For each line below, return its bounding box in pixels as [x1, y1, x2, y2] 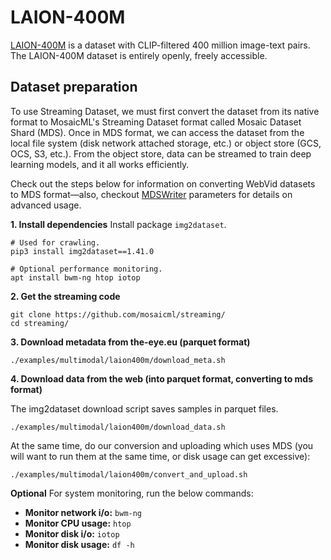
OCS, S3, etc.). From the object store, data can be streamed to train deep [10, 147, 312, 160]
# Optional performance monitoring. [10, 264, 163, 274]
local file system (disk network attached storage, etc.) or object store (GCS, [10, 137, 322, 149]
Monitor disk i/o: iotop [24, 527, 120, 540]
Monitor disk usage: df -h [24, 538, 135, 550]
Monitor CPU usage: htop [24, 517, 132, 529]
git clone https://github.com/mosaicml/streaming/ [10, 309, 226, 320]
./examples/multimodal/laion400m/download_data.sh [10, 422, 226, 432]
